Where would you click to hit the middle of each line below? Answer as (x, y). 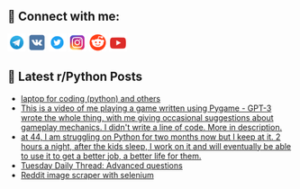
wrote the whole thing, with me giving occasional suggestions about (147, 117)
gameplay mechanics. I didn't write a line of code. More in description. (151, 127)
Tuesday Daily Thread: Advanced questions (101, 165)
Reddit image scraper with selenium (87, 175)
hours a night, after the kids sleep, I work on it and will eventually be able (156, 146)
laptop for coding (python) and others (91, 98)
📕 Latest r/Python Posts (75, 77)
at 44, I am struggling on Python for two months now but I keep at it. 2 (150, 137)
